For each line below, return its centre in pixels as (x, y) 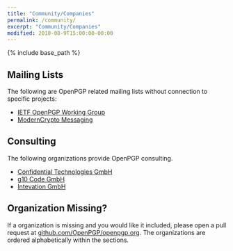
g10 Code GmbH (41, 179)
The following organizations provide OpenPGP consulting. (90, 158)
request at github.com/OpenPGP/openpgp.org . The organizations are (106, 232)
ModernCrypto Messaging (55, 120)
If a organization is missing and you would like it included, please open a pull (117, 225)
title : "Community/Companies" (51, 14)
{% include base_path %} (44, 53)
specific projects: (32, 99)
